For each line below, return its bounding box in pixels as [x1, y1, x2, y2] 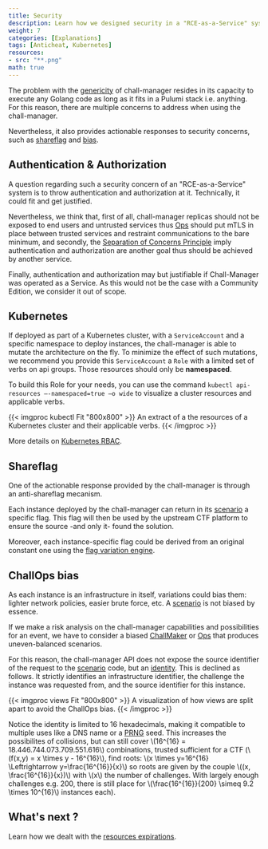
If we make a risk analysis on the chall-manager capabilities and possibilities [8, 622, 259, 631]
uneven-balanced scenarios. [8, 639, 102, 649]
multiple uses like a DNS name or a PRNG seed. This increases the [8, 728, 227, 737]
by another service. [8, 254, 73, 263]
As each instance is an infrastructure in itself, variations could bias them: [8, 590, 247, 599]
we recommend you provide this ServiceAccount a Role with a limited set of [8, 356, 255, 365]
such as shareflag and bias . [8, 135, 99, 144]
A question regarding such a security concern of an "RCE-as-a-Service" [8, 179, 246, 188]
